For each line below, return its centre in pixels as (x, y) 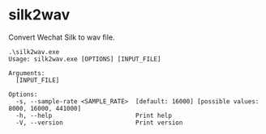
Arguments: (27, 73)
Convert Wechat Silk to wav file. (62, 37)
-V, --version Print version (99, 123)
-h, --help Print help (94, 115)
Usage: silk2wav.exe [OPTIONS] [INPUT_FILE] (85, 59)
